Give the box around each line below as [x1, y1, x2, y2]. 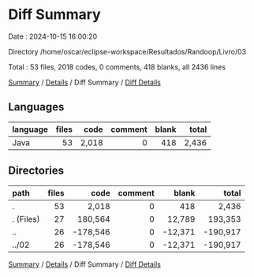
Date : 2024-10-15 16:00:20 [8, 32, 98, 41]
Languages [8, 100, 65, 114]
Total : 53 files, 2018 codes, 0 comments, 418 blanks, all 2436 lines [8, 62, 226, 72]
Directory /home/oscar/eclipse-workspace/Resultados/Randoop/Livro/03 [8, 47, 247, 56]
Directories [8, 164, 65, 178]
